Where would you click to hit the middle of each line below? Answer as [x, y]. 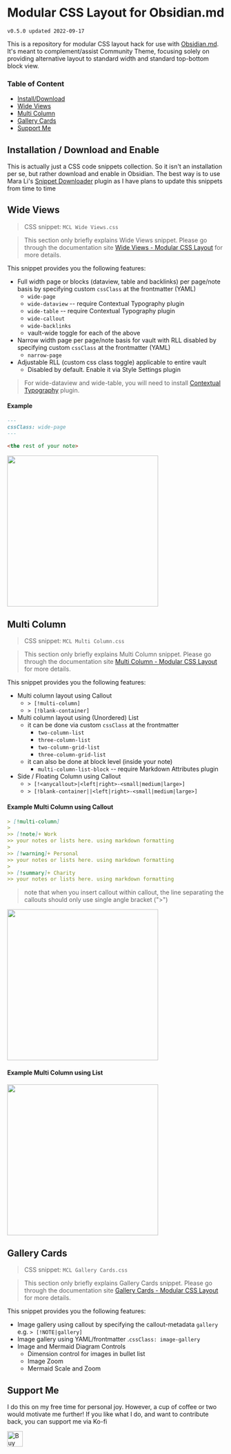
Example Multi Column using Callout [60, 807]
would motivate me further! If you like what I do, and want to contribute [108, 1414]
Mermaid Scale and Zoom [64, 1368]
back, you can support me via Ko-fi [57, 1422]
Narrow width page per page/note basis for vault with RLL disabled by [117, 340]
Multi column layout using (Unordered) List [78, 718]
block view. [23, 66]
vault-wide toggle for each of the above [84, 333]
